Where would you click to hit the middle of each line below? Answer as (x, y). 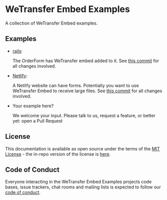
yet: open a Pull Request (37, 121)
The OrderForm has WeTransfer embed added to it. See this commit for (85, 61)
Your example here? (33, 106)
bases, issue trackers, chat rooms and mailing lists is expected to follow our (83, 187)
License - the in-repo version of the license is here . (58, 154)
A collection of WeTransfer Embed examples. (51, 23)
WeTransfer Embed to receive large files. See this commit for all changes (87, 91)
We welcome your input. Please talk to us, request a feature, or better (84, 115)
